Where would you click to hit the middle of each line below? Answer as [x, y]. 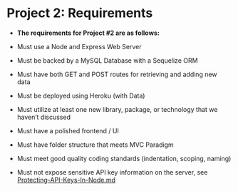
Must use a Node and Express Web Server [79, 46]
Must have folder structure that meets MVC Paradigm [95, 145]
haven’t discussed [43, 117]
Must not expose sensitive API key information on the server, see [112, 172]
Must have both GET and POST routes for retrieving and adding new [117, 74]
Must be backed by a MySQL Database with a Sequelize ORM [107, 60]
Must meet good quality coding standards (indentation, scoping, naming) [124, 158]
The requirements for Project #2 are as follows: [88, 33]
